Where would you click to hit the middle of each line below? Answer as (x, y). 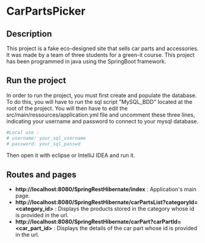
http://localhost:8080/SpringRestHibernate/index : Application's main (106, 189)
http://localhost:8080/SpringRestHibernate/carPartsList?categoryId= (106, 202)
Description (29, 34)
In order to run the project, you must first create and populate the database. (102, 95)
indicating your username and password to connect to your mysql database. (102, 121)
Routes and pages (41, 174)
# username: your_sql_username (46, 138)
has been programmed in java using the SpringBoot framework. (86, 61)
